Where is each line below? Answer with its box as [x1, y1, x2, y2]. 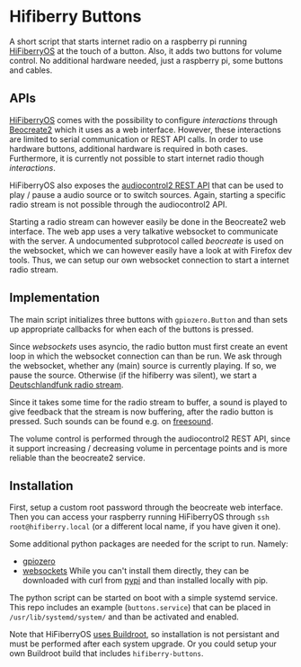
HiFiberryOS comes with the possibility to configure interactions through [9, 114, 279, 125]
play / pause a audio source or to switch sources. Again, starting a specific [9, 189, 286, 200]
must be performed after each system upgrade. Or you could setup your [9, 638, 277, 649]
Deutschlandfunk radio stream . [9, 379, 124, 390]
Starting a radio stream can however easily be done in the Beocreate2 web [9, 216, 286, 227]
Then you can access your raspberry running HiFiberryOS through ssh [9, 511, 270, 522]
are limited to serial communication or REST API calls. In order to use [9, 133, 263, 145]
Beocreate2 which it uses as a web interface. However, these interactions [9, 124, 281, 135]
